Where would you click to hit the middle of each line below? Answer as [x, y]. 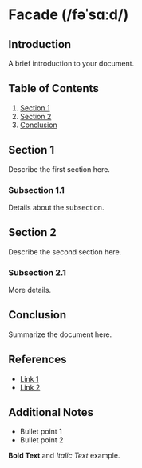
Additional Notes [51, 412]
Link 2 [30, 387]
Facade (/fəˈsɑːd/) [69, 15]
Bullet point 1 [41, 432]
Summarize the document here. [60, 334]
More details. [30, 290]
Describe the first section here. [59, 169]
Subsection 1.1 [37, 190]
